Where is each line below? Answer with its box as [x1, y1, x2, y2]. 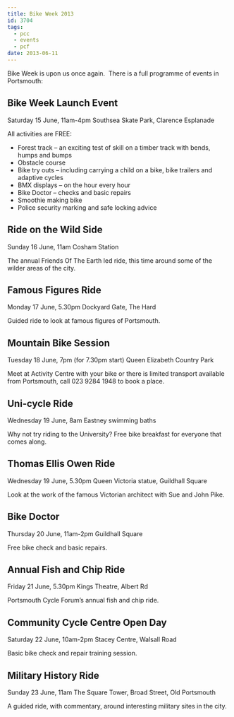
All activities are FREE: [7, 129, 73, 138]
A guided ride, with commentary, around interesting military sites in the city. [7, 702, 227, 710]
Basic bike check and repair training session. [7, 649, 137, 658]
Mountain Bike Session [7, 337, 111, 349]
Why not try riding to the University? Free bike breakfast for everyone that [7, 429, 222, 438]
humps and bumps [17, 150, 73, 159]
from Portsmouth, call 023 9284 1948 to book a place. [7, 377, 165, 386]
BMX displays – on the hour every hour [17, 181, 131, 189]
